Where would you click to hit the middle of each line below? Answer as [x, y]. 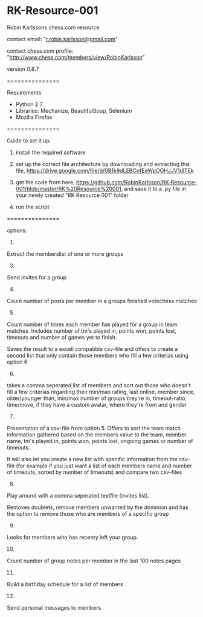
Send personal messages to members [54, 607]
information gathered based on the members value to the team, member [97, 435]
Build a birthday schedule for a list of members [65, 584]
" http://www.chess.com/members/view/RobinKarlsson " [76, 57]
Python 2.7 [29, 104]
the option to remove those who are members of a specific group [88, 513]
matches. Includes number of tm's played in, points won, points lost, [92, 330]
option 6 [17, 362]
